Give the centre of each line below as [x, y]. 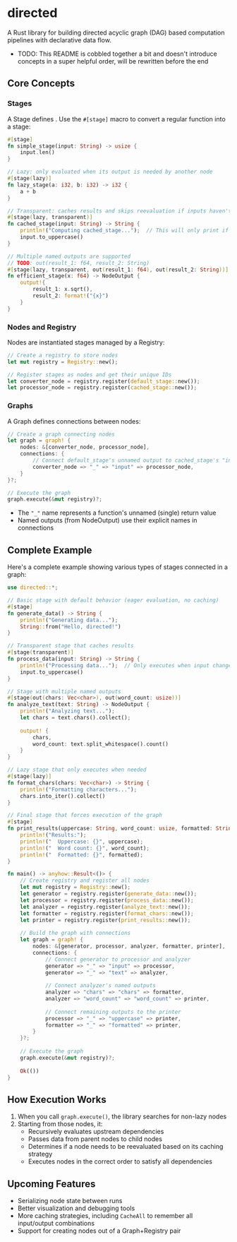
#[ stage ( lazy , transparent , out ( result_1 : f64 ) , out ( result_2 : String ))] [118, 270]
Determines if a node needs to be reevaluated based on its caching [126, 1147]
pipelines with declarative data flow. [59, 40]
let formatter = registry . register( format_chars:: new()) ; [107, 913]
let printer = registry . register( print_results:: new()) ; [105, 920]
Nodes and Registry [42, 327]
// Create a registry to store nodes [63, 355]
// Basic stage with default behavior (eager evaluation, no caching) [113, 601]
